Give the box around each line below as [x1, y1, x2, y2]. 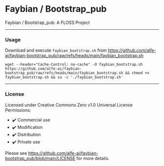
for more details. [76, 155, 110, 161]
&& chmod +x [125, 71, 150, 76]
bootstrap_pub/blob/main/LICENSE [5, 155, 76, 161]
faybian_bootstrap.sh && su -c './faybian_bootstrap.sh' [5, 75, 123, 80]
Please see [5, 150, 27, 156]
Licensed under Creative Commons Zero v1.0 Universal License [5, 102, 133, 108]
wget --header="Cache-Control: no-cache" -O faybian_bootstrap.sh [5, 62, 143, 67]
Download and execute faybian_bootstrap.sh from [5, 47, 107, 53]
